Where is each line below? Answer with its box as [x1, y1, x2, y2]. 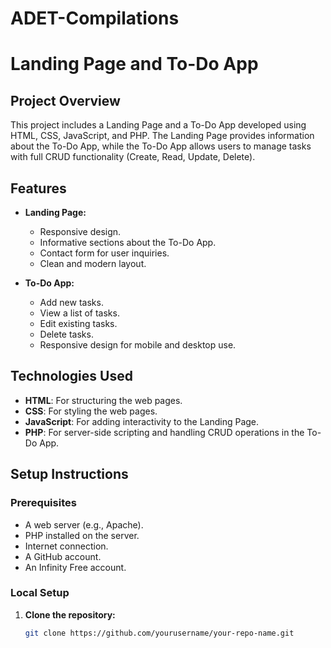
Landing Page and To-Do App [10, 53, 259, 76]
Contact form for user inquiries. [39, 247, 170, 259]
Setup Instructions [10, 466, 129, 483]
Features [10, 180, 67, 197]
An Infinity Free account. [24, 561, 127, 573]
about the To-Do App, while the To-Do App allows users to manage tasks [10, 140, 312, 152]
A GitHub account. [24, 550, 102, 562]
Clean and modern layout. [39, 258, 147, 269]
